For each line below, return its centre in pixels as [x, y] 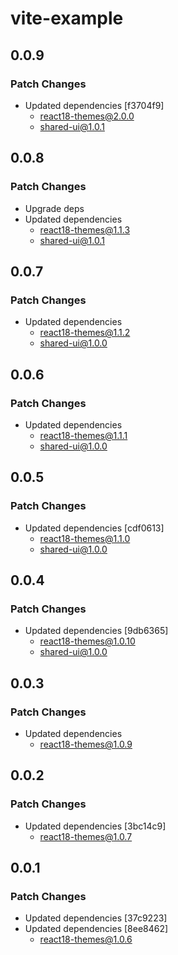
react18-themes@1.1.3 [85, 229]
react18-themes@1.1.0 [85, 538]
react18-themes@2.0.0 [87, 116]
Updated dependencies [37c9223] [96, 918]
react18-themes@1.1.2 [85, 333]
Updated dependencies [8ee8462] [96, 929]
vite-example [67, 18]
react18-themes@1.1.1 [83, 435]
